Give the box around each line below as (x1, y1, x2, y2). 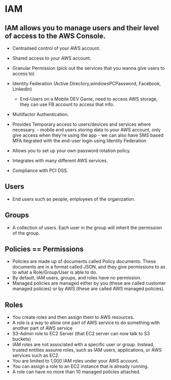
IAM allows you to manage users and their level (5, 24, 159, 32)
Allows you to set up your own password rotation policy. (12, 147, 131, 154)
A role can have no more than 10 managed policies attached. (12, 369, 141, 375)
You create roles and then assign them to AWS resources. (12, 314, 135, 320)
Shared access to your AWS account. (12, 55, 91, 61)
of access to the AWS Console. (5, 31, 106, 40)
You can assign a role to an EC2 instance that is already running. (12, 363, 149, 370)
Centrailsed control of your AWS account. (12, 45, 101, 51)
